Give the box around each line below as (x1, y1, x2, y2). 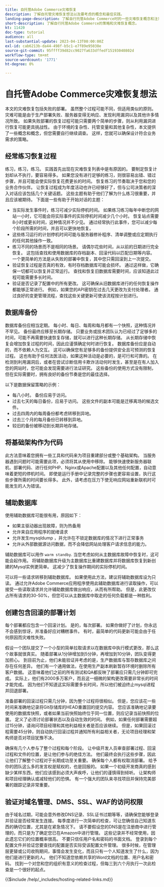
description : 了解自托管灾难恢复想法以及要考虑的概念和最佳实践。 (5, 12, 124, 17)
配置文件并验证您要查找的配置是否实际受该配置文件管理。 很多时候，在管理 (5, 842, 156, 848)
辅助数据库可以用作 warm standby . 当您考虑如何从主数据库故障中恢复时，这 (5, 552, 155, 558)
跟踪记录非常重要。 (13, 782, 52, 788)
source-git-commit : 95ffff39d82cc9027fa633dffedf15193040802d (5, 48, 134, 53)
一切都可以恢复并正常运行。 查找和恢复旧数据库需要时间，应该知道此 (16, 268, 155, 274)
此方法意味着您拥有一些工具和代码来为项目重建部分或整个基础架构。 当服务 (5, 452, 156, 458)
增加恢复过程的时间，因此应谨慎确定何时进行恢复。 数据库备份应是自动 (13, 341, 156, 347)
